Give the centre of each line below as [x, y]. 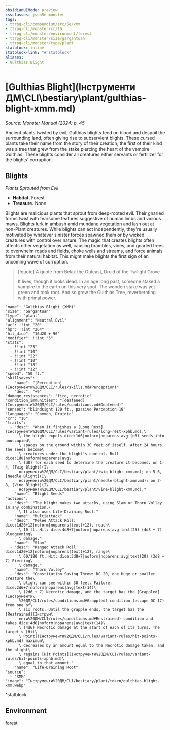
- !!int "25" [24, 347]
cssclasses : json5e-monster [35, 15]
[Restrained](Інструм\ [29, 614]
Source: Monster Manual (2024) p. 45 [45, 123]
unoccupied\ [18, 441]
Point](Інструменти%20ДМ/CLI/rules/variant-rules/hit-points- [91, 636]
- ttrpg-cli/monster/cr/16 [34, 29]
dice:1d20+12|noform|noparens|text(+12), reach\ [58, 525]
